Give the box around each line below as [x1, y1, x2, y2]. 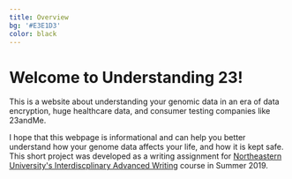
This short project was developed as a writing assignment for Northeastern [9, 151, 282, 161]
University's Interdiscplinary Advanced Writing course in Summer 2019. [9, 160, 269, 171]
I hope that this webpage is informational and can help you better [9, 132, 246, 143]
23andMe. [9, 116, 47, 126]
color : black [9, 29, 57, 38]
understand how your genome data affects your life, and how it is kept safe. [9, 142, 284, 153]
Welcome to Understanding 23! [9, 67, 243, 87]
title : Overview [9, 12, 69, 22]
